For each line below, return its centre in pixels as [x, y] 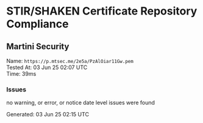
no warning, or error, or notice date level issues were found [81, 103]
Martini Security [38, 46]
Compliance [37, 24]
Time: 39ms [21, 74]
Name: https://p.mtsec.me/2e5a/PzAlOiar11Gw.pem [70, 61]
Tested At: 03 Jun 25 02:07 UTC [47, 67]
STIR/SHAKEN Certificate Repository [102, 11]
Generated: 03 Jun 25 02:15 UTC [48, 115]
